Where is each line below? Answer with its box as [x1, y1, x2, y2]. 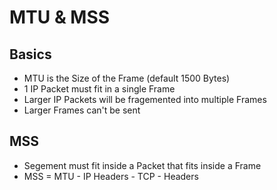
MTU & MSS [9, 6, 111, 29]
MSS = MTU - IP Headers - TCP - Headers [23, 170, 199, 182]
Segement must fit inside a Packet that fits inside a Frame [23, 159, 262, 171]
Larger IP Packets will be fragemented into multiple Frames [23, 94, 267, 105]
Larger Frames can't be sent [23, 104, 141, 116]
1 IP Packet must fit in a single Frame [23, 83, 176, 95]
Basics [9, 46, 52, 63]
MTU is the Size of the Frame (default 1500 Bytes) [23, 72, 231, 84]
